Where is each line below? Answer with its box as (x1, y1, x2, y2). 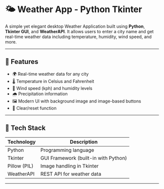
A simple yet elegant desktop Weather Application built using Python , (5, 23, 145, 29)
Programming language (41, 147, 94, 153)
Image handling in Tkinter (41, 162, 99, 169)
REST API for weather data (41, 170, 102, 177)
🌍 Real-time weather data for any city (12, 71, 89, 77)
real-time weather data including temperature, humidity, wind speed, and (5, 34, 152, 40)
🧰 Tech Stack (5, 124, 46, 132)
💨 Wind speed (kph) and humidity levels (12, 85, 93, 91)
